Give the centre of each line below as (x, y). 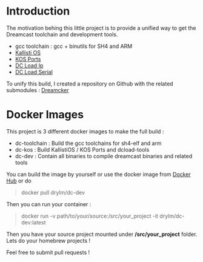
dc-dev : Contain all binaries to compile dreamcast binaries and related (104, 156)
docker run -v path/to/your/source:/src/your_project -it (90, 216)
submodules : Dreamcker (38, 90)
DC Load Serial (34, 72)
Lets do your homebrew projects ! (48, 240)
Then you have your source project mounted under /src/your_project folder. (102, 234)
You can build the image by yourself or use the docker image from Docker (98, 174)
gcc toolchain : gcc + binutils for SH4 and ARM (74, 46)
